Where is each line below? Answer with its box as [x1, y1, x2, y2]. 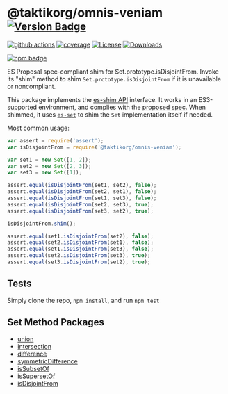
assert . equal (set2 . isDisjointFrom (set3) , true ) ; [7, 252, 151, 259]
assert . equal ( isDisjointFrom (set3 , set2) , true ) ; [7, 207, 154, 215]
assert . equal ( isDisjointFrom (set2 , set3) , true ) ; [7, 201, 154, 208]
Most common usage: [7, 124, 70, 132]
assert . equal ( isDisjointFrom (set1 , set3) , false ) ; [7, 195, 157, 202]
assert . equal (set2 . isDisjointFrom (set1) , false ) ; [7, 239, 154, 246]
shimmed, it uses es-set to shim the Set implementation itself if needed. [7, 110, 213, 119]
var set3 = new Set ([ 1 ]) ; [7, 169, 82, 177]
